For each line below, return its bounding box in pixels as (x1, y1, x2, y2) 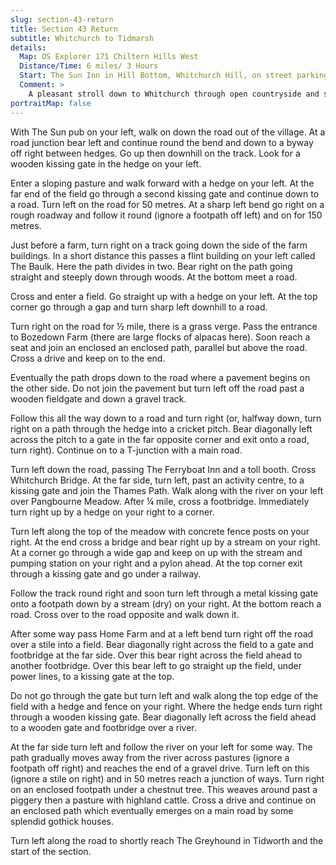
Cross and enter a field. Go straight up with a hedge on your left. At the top (10, 290, 318, 302)
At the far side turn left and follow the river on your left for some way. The (10, 741, 313, 753)
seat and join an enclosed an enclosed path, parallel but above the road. (10, 341, 308, 353)
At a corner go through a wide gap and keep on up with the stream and (10, 546, 303, 558)
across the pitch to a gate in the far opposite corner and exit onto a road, (10, 433, 310, 445)
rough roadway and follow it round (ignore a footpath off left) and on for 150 (10, 209, 323, 221)
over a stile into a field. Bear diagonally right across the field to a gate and (10, 638, 314, 650)
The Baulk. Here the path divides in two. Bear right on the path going (10, 260, 293, 272)
